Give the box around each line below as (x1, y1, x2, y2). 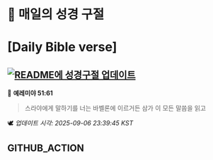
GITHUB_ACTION (7, 142, 85, 154)
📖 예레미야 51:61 (7, 89, 53, 97)
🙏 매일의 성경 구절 (7, 6, 105, 23)
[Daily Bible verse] (7, 39, 117, 55)
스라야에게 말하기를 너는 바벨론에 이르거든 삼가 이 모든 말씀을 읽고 (24, 104, 207, 113)
